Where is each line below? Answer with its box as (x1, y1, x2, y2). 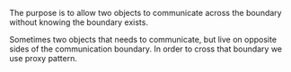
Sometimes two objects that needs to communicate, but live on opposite (9, 35, 277, 44)
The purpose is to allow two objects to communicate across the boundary (9, 8, 282, 18)
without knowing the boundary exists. (9, 17, 148, 28)
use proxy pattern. (9, 53, 78, 63)
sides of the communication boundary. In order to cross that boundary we (9, 44, 283, 54)
